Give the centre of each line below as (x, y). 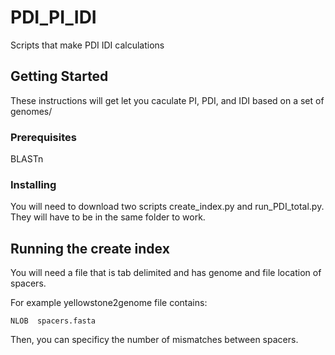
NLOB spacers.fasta (53, 321)
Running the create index (90, 248)
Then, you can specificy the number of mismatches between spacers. (154, 340)
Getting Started (59, 76)
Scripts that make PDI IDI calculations (87, 45)
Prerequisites (43, 137)
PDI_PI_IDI (53, 17)
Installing (33, 184)
